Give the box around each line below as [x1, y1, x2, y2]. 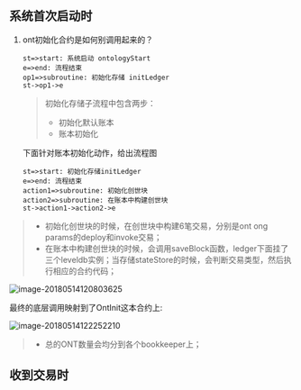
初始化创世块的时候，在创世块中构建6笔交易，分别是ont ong [44, 220, 269, 231]
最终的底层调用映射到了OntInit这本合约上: [9, 302, 163, 313]
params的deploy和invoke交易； [44, 231, 162, 242]
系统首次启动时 [9, 8, 93, 24]
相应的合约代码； [52, 265, 117, 277]
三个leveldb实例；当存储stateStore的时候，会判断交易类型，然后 [44, 254, 284, 265]
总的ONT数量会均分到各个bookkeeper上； [44, 339, 202, 349]
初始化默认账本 [58, 116, 114, 128]
